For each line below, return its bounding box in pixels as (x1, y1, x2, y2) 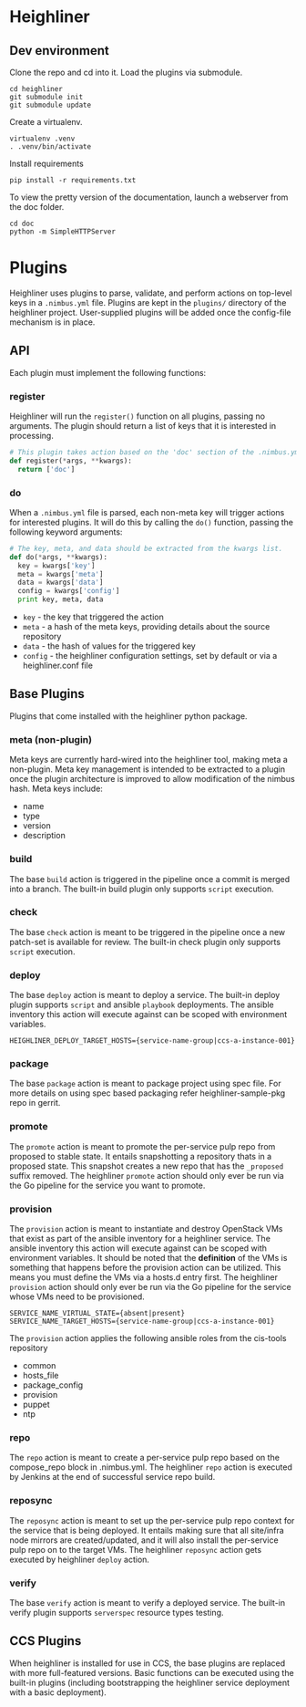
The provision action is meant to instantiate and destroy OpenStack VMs (9, 1223, 283, 1233)
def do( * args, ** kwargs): (9, 552, 107, 562)
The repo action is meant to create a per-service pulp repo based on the (9, 1452, 280, 1463)
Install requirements (9, 158, 84, 169)
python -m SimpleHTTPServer (9, 227, 117, 236)
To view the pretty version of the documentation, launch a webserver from (9, 192, 289, 203)
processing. (9, 431, 55, 442)
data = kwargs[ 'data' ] (17, 578, 104, 588)
